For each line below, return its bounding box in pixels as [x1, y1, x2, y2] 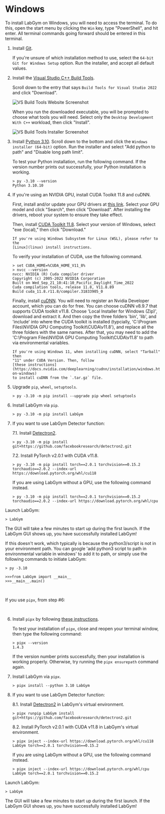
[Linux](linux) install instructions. [12, 245, 92, 250]
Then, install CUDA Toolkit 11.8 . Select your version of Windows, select [12, 221, 156, 227]
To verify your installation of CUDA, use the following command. [12, 253, 143, 259]
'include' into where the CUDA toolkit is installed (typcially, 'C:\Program [12, 318, 157, 324]
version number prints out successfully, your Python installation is [12, 164, 146, 170]
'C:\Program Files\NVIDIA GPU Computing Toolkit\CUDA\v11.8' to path [12, 334, 154, 340]
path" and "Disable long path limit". [12, 149, 84, 155]
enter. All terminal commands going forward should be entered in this [5, 30, 146, 36]
